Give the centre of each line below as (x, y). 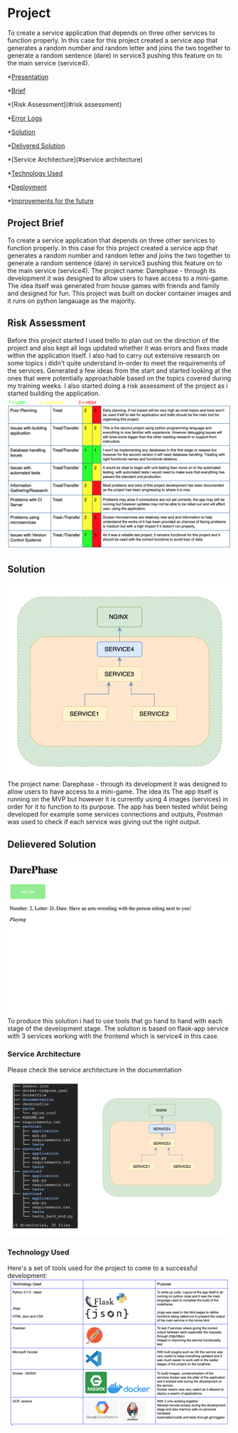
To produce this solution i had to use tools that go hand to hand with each (115, 1021)
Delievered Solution (52, 844)
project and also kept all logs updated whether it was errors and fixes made (118, 348)
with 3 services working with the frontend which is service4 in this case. (113, 1035)
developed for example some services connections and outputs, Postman (115, 814)
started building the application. (54, 393)
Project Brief (36, 223)
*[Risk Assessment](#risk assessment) (65, 104)
